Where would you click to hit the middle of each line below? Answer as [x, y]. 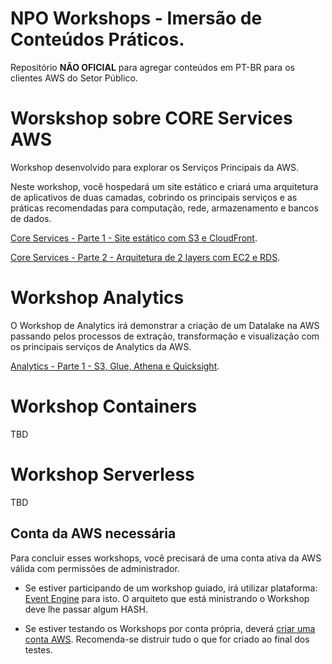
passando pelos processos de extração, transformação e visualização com [165, 336]
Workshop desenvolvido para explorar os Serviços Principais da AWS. [155, 167]
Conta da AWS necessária [93, 533]
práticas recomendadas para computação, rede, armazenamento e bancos [164, 208]
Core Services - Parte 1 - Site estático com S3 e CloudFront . [134, 238]
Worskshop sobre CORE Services [151, 118]
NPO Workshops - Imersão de [136, 18]
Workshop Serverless [102, 474]
